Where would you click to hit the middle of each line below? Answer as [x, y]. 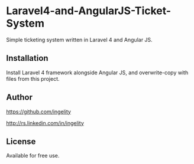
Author [19, 98]
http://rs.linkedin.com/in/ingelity [45, 123]
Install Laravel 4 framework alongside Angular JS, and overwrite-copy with [97, 73]
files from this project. [33, 78]
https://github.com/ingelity [38, 111]
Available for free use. [33, 156]
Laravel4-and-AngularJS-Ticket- [89, 11]
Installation [27, 58]
